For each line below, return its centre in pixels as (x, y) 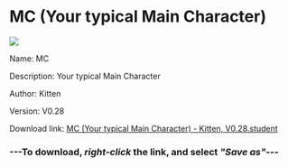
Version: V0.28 (37, 111)
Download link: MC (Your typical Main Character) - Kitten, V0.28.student (144, 128)
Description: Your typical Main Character (85, 76)
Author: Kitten (35, 93)
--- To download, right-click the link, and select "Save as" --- (144, 152)
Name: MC (29, 58)
